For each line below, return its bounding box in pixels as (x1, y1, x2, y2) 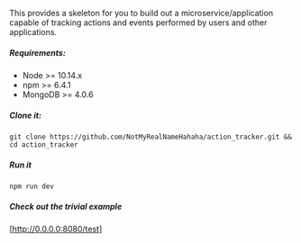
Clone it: (9, 110, 42, 121)
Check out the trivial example (9, 201, 123, 211)
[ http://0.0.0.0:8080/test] (9, 223, 103, 234)
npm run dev (9, 182, 54, 191)
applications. (9, 27, 57, 37)
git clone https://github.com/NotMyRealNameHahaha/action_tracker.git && (9, 132, 293, 141)
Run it (9, 159, 32, 170)
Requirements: (9, 47, 66, 58)
